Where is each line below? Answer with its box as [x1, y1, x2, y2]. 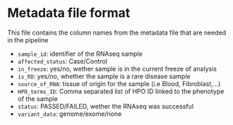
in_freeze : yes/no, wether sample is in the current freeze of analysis [17, 64, 217, 73]
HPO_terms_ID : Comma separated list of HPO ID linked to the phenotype [17, 87, 225, 95]
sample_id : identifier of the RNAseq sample [17, 49, 143, 58]
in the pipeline [7, 35, 49, 44]
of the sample [17, 94, 58, 103]
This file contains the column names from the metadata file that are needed [7, 28, 227, 37]
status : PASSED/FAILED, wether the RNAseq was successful [17, 102, 194, 110]
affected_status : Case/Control [17, 56, 108, 65]
